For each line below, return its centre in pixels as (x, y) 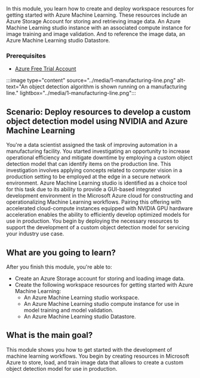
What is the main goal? (50, 335)
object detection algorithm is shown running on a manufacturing (108, 87)
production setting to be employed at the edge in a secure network (88, 177)
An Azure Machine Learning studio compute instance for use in (101, 303)
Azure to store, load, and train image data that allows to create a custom (95, 362)
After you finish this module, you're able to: (59, 267)
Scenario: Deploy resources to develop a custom (99, 112)
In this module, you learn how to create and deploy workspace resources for (100, 9)
